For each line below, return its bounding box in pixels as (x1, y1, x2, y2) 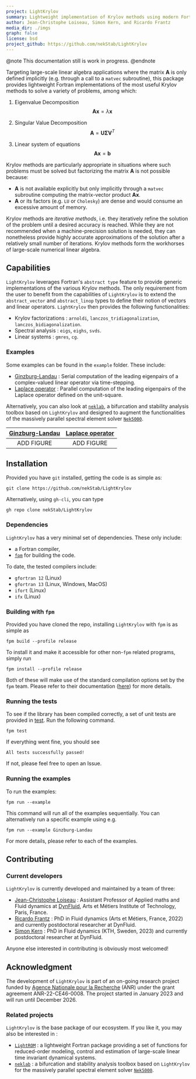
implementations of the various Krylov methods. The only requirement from (6, 285, 187, 292)
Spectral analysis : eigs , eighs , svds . (14, 327, 102, 334)
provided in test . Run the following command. (6, 717, 116, 724)
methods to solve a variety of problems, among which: (6, 87, 137, 94)
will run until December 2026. (6, 996, 77, 1003)
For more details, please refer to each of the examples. (6, 837, 138, 844)
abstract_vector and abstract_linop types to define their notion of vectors (6, 297, 187, 304)
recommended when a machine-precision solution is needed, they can (6, 227, 176, 234)
